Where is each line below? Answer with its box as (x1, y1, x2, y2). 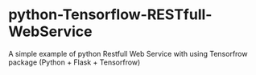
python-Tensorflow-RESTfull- (8, 6, 213, 24)
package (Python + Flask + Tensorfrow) (8, 57, 141, 67)
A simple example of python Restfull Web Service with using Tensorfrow (8, 49, 248, 58)
